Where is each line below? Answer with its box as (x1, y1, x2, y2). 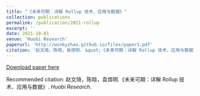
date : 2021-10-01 (6, 31, 49, 37)
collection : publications (6, 14, 70, 20)
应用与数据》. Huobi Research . (16, 83, 92, 90)
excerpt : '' (6, 25, 36, 31)
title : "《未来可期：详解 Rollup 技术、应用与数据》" (6, 8, 127, 15)
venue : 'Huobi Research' (6, 36, 68, 42)
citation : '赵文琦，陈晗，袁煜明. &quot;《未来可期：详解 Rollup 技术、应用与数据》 (6, 47, 198, 53)
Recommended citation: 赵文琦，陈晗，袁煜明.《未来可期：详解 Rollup (6, 75, 178, 83)
